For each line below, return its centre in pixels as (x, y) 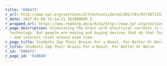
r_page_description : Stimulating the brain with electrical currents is (82, 28)
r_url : (12, 14)
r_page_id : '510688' (27, 56)
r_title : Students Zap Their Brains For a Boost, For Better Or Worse (80, 47)
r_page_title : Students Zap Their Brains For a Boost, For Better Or (79, 42)
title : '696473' (22, 10)
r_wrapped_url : (21, 24)
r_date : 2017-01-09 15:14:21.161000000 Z (49, 19)
